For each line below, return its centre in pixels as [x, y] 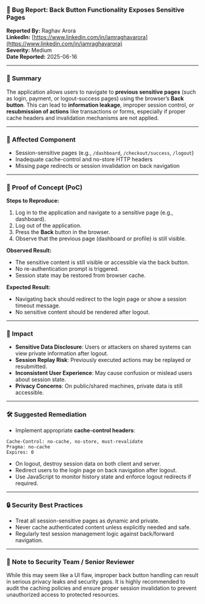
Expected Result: [28, 287]
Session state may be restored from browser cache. [80, 276]
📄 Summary [24, 78]
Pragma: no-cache [28, 447]
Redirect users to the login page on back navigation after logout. [96, 470]
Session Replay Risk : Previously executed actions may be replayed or [103, 360]
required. [27, 483]
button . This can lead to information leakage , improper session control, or [100, 105]
